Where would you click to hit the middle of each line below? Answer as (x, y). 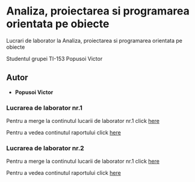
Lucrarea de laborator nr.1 (44, 108)
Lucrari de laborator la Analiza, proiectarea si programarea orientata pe (94, 40)
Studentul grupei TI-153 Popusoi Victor (54, 58)
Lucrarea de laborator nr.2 (45, 148)
